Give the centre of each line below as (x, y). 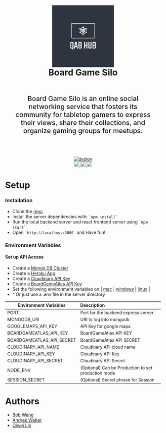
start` (19, 227)
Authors (22, 401)
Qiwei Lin (22, 426)
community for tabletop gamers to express (83, 114)
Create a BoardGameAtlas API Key (47, 284)
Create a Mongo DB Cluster (40, 268)
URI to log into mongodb (105, 319)
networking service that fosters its (83, 107)
